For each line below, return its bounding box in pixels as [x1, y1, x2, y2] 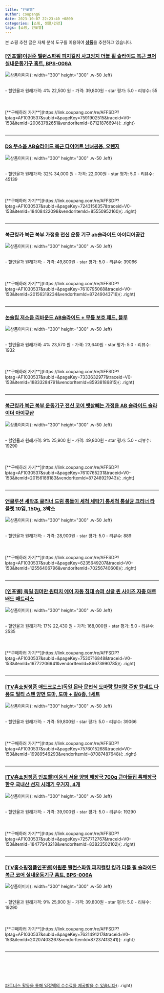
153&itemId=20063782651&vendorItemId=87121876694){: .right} [5, 120, 135, 126]
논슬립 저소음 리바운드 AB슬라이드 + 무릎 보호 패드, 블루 [5, 314, 128, 321]
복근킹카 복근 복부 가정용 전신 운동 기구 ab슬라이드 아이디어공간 [5, 231, 145, 238]
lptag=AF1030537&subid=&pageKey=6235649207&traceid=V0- [5, 560, 133, 565]
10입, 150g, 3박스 [15, 505, 56, 512]
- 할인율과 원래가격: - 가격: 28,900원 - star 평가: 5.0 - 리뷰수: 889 [5, 533, 132, 539]
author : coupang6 [5, 12, 41, 17]
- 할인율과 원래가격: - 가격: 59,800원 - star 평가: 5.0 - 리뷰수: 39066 [5, 719, 137, 724]
